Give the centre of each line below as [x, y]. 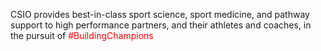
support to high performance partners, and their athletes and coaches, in [161, 25]
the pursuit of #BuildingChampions [82, 35]
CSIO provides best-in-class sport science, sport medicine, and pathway [160, 14]
